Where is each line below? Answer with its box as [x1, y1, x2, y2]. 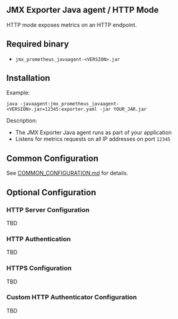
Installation [6, 73, 50, 83]
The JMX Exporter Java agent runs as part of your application [15, 129, 172, 137]
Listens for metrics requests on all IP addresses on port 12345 [15, 135, 171, 143]
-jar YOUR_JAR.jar [99, 107, 147, 113]
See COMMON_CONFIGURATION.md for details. [6, 170, 129, 177]
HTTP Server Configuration [6, 205, 90, 214]
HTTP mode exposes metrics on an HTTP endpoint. [6, 21, 137, 28]
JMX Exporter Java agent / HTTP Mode [6, 5, 159, 15]
